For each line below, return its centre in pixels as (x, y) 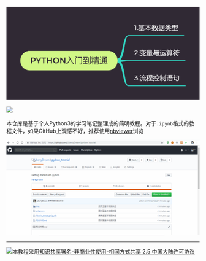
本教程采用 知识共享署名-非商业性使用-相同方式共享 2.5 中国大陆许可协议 (104, 252)
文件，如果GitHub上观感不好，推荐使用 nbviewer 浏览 (78, 131)
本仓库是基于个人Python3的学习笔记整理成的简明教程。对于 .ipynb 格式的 (98, 123)
